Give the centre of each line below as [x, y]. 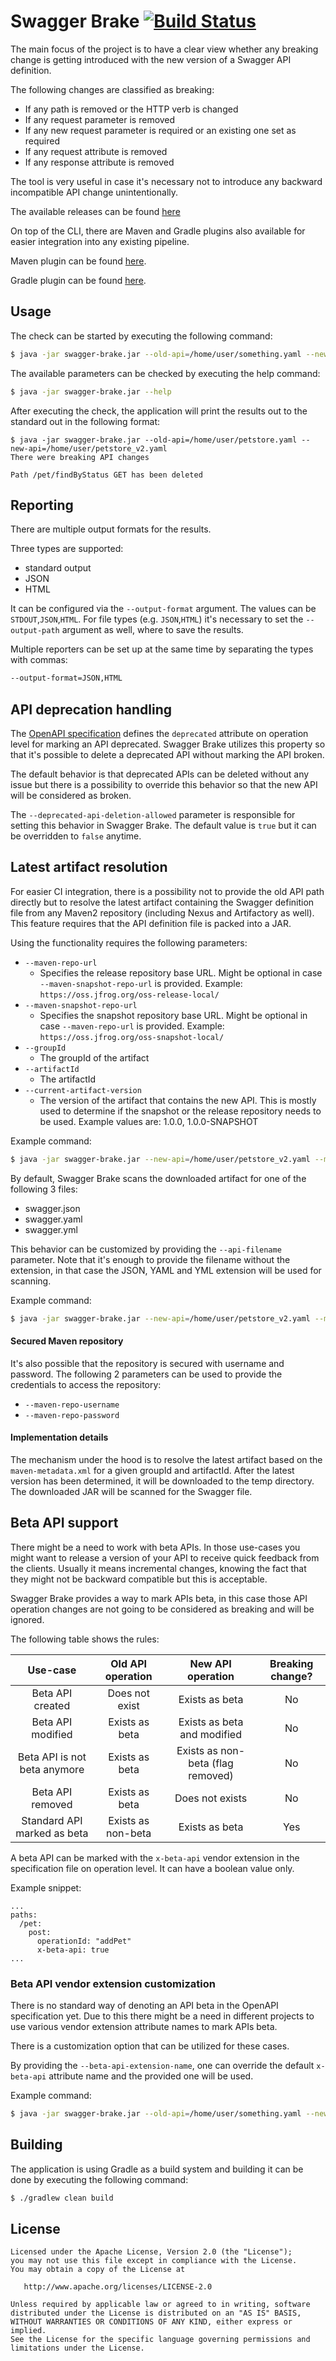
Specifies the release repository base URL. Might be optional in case [181, 972]
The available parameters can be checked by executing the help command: [165, 373]
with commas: [39, 660]
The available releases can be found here [95, 211]
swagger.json [52, 1208]
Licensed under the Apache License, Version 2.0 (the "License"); [151, 2252]
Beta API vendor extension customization [113, 1983]
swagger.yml [51, 1229]
